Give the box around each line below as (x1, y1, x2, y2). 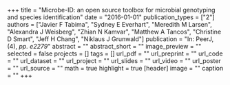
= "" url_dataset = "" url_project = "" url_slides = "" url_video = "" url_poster (7, 57, 222, 64)
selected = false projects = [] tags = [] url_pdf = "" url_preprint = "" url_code (7, 49, 223, 58)
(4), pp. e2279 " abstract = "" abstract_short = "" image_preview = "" (7, 42, 202, 50)
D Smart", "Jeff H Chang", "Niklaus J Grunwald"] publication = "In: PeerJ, (7, 35, 214, 43)
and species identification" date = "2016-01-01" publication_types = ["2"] (7, 13, 215, 21)
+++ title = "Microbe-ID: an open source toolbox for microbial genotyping (7, 6, 216, 14)
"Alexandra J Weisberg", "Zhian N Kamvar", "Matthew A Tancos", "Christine (7, 27, 222, 36)
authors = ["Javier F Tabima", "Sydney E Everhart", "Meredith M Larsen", (7, 21, 212, 28)
